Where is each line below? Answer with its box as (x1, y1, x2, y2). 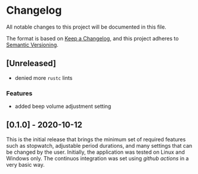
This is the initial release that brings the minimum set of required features (6, 135, 186, 143)
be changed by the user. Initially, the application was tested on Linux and (6, 148, 185, 156)
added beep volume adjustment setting (14, 102, 112, 110)
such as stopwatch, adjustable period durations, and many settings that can (6, 142, 193, 149)
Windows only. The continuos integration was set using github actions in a (6, 154, 189, 161)
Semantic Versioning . (6, 41, 58, 48)
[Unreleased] (6, 58, 57, 69)
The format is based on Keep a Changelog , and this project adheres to (6, 35, 179, 42)
